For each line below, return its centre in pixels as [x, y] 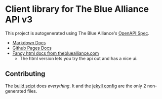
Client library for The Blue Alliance [77, 9]
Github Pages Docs [32, 48]
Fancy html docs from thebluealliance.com [56, 53]
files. [32, 91]
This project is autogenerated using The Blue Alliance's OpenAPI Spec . [77, 33]
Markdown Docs [29, 42]
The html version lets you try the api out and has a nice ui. [79, 58]
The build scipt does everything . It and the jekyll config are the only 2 [76, 86]
